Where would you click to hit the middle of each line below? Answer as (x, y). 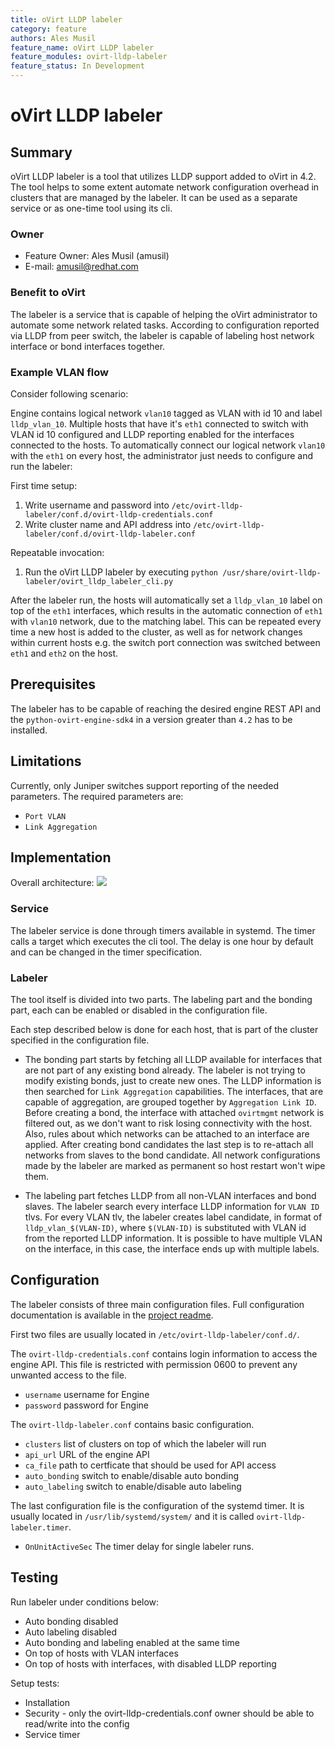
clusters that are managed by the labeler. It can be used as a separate (154, 197)
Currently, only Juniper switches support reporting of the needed (144, 785)
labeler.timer (40, 1527)
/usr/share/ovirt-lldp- (272, 572)
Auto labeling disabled (70, 1632)
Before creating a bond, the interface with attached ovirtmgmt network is (174, 1112)
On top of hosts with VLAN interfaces (101, 1653)
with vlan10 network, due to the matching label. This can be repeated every (166, 621)
